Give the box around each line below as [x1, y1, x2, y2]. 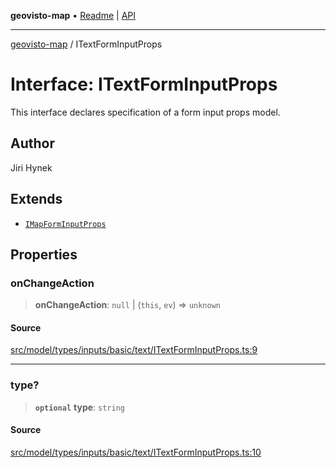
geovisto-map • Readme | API [10, 10, 137, 21]
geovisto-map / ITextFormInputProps [10, 38, 163, 50]
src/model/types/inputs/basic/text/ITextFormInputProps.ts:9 [10, 344, 258, 356]
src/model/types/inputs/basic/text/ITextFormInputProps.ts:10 [10, 446, 262, 458]
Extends [10, 191, 63, 208]
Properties [10, 246, 78, 263]
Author [10, 135, 55, 152]
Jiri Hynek [10, 161, 53, 174]
